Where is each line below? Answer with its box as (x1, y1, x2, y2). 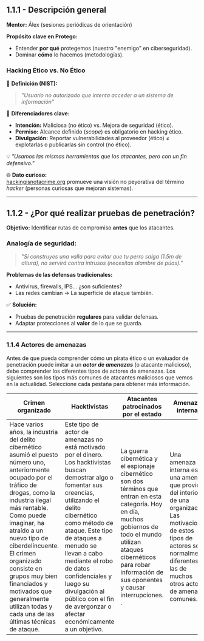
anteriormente (9, 466, 50, 474)
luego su (64, 579, 90, 588)
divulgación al (64, 587, 105, 595)
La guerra (120, 446, 149, 455)
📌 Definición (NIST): (6, 80, 58, 87)
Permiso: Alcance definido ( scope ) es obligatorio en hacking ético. (15, 128, 183, 135)
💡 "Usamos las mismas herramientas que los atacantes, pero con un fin (6, 153, 187, 160)
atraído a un (9, 526, 44, 535)
